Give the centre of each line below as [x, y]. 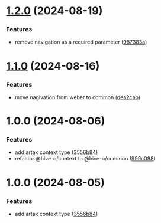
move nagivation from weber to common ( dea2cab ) [78, 97]
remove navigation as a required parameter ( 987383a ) [81, 42]
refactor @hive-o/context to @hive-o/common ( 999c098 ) [85, 159]
